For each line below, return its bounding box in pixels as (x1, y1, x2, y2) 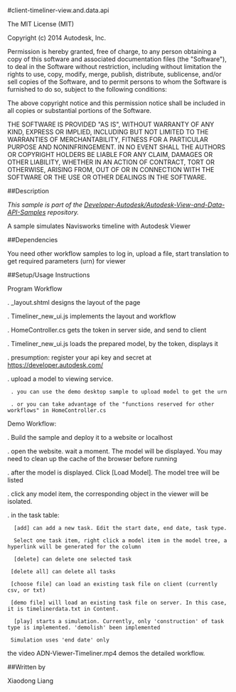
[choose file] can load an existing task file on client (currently (10, 580, 218, 588)
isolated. (7, 497, 33, 505)
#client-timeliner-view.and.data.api (7, 6, 109, 14)
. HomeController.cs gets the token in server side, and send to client (7, 326, 207, 334)
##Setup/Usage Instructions (7, 271, 90, 279)
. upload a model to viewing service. (7, 374, 114, 383)
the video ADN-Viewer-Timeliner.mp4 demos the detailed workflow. (7, 649, 205, 657)
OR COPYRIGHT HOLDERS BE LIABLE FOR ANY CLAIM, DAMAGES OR (7, 151, 213, 158)
